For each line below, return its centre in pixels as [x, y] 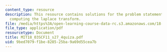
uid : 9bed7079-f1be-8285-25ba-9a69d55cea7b [51, 42]
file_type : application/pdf [34, 28]
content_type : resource [30, 10]
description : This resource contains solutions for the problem [73, 14]
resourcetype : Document [30, 33]
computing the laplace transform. [45, 19]
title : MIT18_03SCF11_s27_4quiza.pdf [44, 38]
